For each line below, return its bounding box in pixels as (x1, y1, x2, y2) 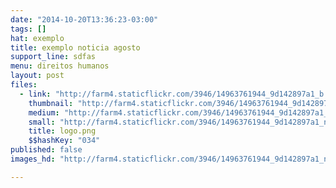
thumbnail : (28, 98, 74, 108)
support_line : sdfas (10, 52, 97, 62)
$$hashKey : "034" (28, 136, 101, 146)
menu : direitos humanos (10, 61, 110, 71)
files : (10, 80, 38, 90)
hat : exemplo (10, 33, 65, 43)
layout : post (10, 71, 65, 81)
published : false (10, 145, 83, 155)
